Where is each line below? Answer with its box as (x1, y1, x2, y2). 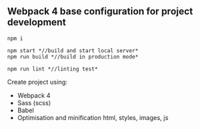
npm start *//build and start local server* (7, 47, 139, 54)
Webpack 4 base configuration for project (7, 6, 194, 17)
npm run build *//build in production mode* (7, 53, 139, 60)
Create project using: (7, 77, 68, 86)
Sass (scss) (17, 98, 51, 107)
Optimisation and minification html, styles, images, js (17, 113, 169, 121)
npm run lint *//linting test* (7, 66, 98, 73)
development (7, 17, 66, 29)
